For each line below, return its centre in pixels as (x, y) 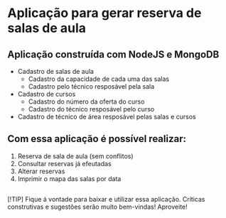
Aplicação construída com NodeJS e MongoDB (113, 54)
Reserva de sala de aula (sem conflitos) (75, 156)
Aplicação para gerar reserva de (104, 13)
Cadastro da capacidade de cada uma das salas (98, 79)
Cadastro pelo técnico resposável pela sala (91, 86)
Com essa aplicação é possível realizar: (97, 139)
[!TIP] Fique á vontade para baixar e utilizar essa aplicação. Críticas (106, 200)
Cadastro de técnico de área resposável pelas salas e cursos (107, 116)
